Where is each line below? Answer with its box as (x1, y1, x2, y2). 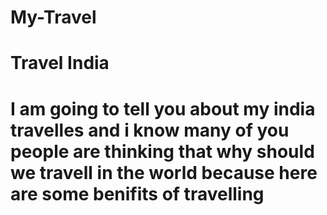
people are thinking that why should (10, 140, 315, 163)
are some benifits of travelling (10, 182, 265, 205)
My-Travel (10, 6, 97, 29)
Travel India (10, 52, 110, 75)
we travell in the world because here (10, 161, 318, 184)
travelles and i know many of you (10, 119, 290, 141)
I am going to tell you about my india (10, 97, 316, 120)
